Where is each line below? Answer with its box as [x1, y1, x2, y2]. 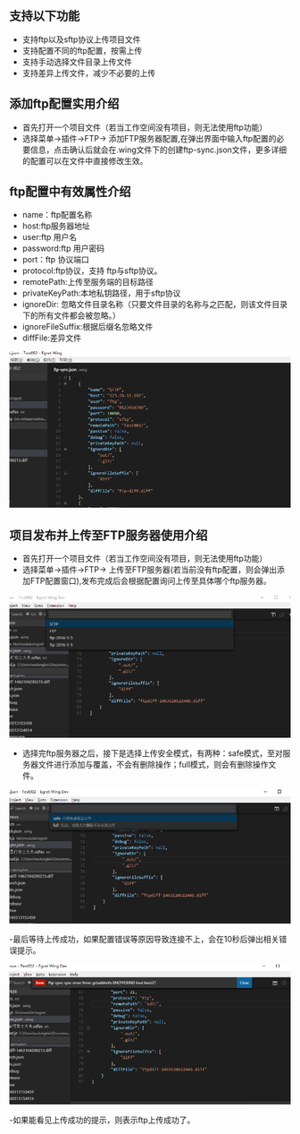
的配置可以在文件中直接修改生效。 [21, 155, 148, 166]
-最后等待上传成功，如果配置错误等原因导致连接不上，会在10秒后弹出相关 [9, 934, 279, 945]
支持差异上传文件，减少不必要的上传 [21, 67, 156, 78]
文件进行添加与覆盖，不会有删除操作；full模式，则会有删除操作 [37, 760, 270, 770]
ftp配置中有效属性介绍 [9, 185, 131, 200]
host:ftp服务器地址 [21, 220, 91, 231]
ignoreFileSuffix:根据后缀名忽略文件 [21, 322, 154, 332]
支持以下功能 [9, 8, 80, 24]
